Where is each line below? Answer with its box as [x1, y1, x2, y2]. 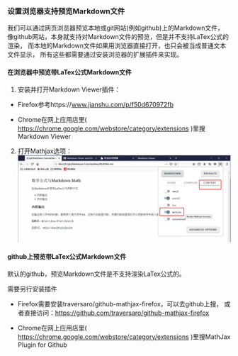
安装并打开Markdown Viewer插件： [17, 85, 121, 94]
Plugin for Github [17, 340, 67, 349]
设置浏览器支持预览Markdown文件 [7, 6, 125, 16]
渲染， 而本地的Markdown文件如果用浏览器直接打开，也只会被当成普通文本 [7, 41, 227, 50]
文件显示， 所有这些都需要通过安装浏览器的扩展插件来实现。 [7, 50, 183, 59]
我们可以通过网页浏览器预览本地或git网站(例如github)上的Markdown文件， [7, 23, 225, 33]
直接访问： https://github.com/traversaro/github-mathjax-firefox [23, 308, 210, 317]
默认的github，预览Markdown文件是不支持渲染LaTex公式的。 [7, 269, 186, 278]
